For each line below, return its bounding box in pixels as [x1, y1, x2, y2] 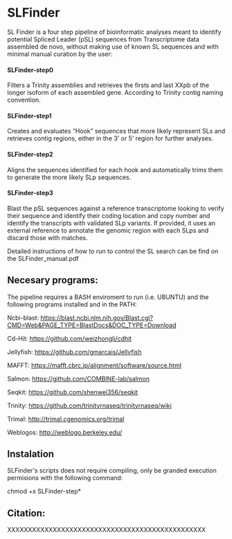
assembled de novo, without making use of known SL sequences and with [7, 42, 220, 51]
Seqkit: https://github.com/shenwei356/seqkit [7, 387, 139, 396]
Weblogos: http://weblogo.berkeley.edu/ [7, 428, 123, 437]
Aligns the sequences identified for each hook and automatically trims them [7, 165, 223, 174]
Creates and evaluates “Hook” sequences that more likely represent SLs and [7, 127, 226, 136]
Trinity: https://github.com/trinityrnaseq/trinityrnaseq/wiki [7, 401, 172, 410]
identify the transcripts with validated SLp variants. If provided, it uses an [7, 219, 216, 227]
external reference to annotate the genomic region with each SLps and [7, 226, 209, 235]
